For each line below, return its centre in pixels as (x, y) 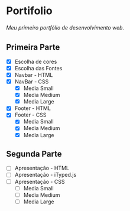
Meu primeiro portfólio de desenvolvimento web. (65, 27)
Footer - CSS (30, 115)
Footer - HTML (33, 108)
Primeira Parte (33, 48)
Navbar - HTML (34, 74)
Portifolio (29, 11)
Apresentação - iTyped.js (45, 175)
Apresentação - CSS (40, 181)
